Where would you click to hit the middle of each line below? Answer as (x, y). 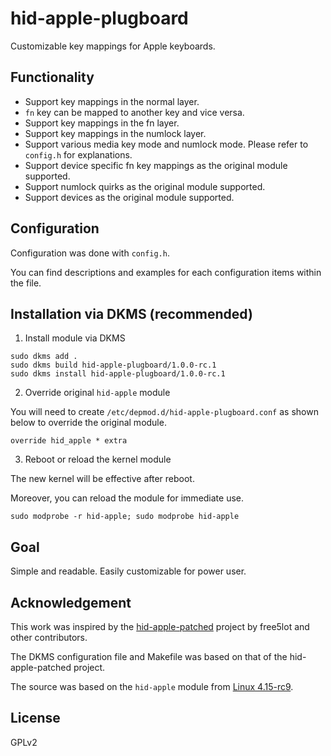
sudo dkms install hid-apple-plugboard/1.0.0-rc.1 (118, 374)
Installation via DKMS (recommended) (131, 313)
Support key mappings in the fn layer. (102, 123)
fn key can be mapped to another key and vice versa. (134, 112)
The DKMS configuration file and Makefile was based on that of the (149, 656)
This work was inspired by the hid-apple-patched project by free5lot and (160, 626)
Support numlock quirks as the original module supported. (145, 186)
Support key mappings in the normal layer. (112, 101)
